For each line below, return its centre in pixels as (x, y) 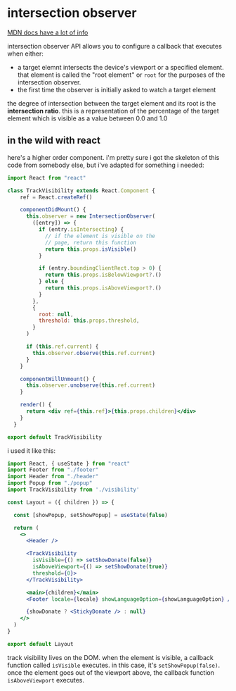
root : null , (56, 314)
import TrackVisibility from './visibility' (73, 490)
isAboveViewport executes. (46, 680)
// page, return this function (91, 242)
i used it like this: (32, 450)
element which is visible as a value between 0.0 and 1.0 (87, 118)
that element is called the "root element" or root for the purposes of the (121, 75)
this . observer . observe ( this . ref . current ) (94, 353)
